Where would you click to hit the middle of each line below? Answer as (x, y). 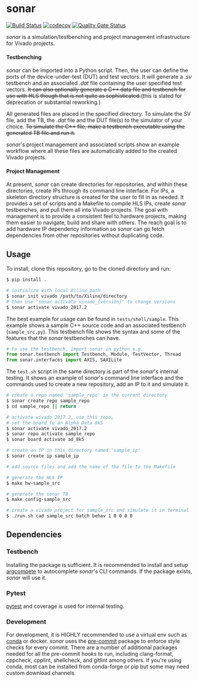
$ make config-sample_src (38, 500)
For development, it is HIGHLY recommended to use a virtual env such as (97, 635)
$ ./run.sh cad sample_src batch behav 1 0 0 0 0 (70, 516)
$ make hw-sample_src (33, 483)
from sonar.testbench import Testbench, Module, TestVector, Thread (94, 355)
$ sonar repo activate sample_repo (51, 434)
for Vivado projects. (31, 43)
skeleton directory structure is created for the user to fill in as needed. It (95, 197)
